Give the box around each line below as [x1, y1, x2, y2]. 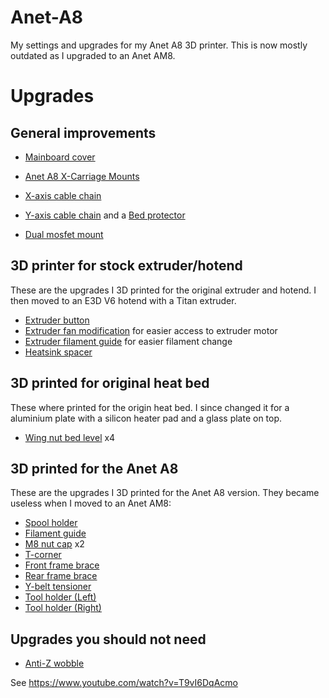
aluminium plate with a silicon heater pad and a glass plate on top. [10, 412, 283, 424]
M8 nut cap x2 [24, 538, 85, 550]
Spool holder [24, 517, 78, 529]
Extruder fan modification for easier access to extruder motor [24, 324, 278, 336]
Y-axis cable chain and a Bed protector [24, 209, 186, 221]
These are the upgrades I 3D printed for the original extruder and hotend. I [10, 284, 317, 296]
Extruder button [24, 314, 90, 326]
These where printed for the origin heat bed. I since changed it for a [10, 401, 290, 413]
